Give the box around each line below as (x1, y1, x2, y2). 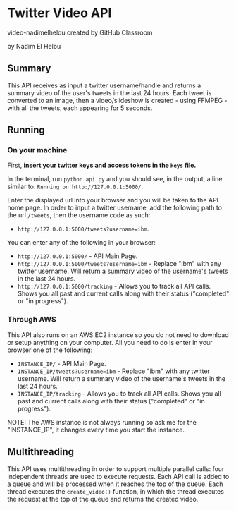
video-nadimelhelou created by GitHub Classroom (7, 28, 153, 37)
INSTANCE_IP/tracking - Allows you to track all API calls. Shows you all (17, 389, 222, 398)
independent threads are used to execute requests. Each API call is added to (7, 472, 230, 480)
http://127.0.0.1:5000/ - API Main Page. (17, 252, 138, 260)
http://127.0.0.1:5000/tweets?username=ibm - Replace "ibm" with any (17, 260, 222, 268)
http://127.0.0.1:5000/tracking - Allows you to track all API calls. (17, 282, 211, 291)
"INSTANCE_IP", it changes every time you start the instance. (7, 425, 185, 434)
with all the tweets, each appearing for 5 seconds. (7, 104, 153, 112)
